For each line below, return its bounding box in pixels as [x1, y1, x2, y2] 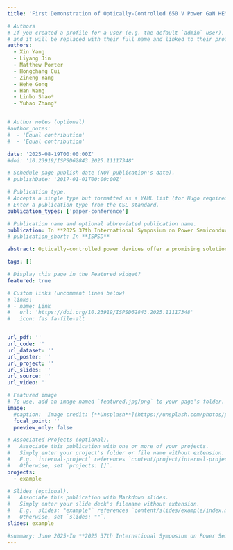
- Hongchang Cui [13, 67, 60, 75]
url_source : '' [7, 372, 51, 380]
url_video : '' [7, 379, 49, 386]
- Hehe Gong [13, 80, 49, 87]
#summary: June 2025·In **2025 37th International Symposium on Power [7, 532, 216, 540]
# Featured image [7, 392, 58, 399]
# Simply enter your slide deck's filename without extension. [7, 501, 200, 508]
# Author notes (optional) [7, 119, 85, 126]
